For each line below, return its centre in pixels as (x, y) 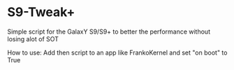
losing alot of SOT (33, 38)
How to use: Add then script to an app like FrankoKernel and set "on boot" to (117, 52)
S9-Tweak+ (41, 12)
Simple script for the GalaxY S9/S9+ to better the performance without (109, 31)
